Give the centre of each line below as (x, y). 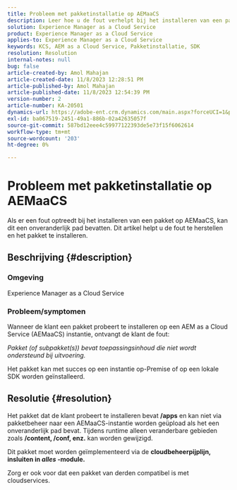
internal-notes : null (39, 60)
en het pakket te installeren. (48, 235)
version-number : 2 (34, 99)
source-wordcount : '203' (44, 138)
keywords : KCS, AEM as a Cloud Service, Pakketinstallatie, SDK (104, 47)
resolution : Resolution (42, 54)
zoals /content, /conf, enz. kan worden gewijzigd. (80, 438)
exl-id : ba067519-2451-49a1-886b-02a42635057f (77, 118)
